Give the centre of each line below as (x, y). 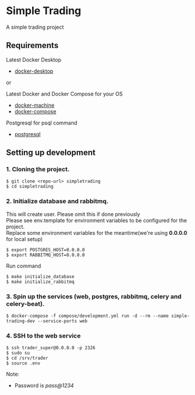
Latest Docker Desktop (34, 59)
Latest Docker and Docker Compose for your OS (64, 94)
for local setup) (24, 239)
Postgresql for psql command (42, 123)
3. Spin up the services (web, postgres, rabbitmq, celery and (94, 296)
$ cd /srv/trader (27, 358)
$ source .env (23, 363)
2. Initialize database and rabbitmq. (57, 201)
